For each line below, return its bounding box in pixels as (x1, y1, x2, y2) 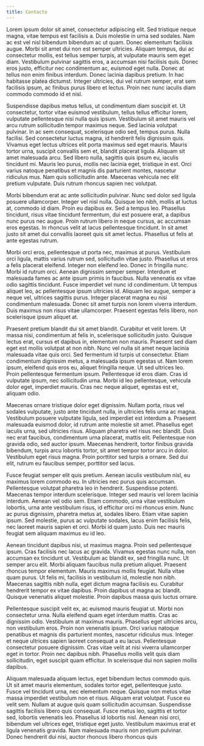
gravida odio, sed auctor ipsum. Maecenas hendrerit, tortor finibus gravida (6, 440, 194, 447)
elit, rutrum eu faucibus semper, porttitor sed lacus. (6, 459, 135, 467)
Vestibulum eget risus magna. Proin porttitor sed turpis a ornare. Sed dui (6, 453, 188, 460)
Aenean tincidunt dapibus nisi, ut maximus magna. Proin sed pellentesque (6, 541, 192, 548)
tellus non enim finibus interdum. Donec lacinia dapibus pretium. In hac (6, 71, 185, 78)
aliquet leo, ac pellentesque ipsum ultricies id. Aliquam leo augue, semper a (6, 287, 196, 295)
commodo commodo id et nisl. (6, 90, 83, 97)
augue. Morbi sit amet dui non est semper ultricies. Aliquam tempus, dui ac (6, 45, 195, 52)
